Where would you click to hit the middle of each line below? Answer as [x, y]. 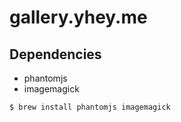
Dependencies [55, 54]
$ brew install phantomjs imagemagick [90, 107]
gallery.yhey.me [78, 17]
